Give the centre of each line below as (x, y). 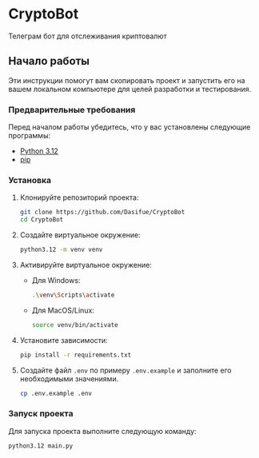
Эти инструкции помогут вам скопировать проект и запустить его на (127, 80)
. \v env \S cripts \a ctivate (73, 295)
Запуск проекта (41, 414)
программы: (29, 136)
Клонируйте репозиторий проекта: (79, 197)
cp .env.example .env (56, 393)
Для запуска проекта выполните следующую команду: (103, 431)
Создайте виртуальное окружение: (80, 235)
